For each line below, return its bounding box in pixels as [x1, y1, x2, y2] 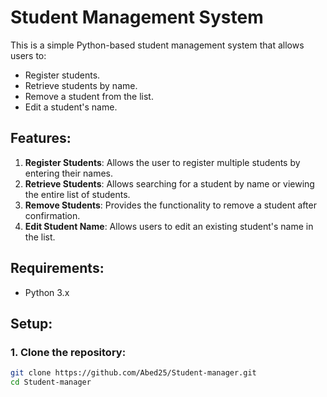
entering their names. [24, 167, 114, 179]
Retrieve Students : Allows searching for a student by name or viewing [24, 177, 315, 190]
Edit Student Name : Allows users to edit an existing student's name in [24, 220, 314, 232]
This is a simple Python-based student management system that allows [10, 39, 305, 51]
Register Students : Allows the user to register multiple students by [24, 156, 301, 168]
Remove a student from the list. [24, 90, 154, 102]
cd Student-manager [10, 377, 92, 388]
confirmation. [24, 209, 81, 221]
